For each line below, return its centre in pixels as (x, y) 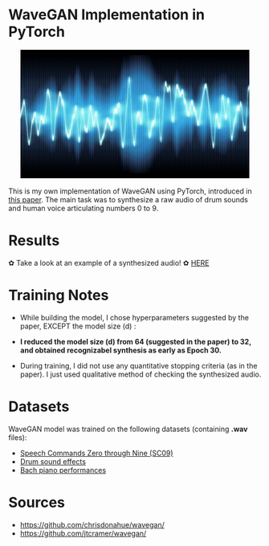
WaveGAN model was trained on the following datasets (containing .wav (128, 429)
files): (18, 437)
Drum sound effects (53, 461)
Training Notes (59, 295)
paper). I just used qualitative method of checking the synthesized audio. (141, 374)
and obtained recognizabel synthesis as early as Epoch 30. (121, 350)
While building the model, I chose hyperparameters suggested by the (134, 317)
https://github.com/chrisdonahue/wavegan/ (92, 524)
